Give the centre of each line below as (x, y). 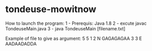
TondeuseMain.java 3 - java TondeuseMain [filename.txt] (65, 28)
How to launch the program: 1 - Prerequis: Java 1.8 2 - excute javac (76, 23)
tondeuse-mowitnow (51, 9)
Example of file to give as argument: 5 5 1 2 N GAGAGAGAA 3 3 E (74, 38)
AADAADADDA (21, 43)
